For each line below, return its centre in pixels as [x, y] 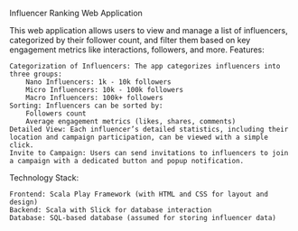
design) [24, 202]
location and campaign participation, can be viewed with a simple [139, 137]
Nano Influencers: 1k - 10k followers [98, 82]
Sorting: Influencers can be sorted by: [87, 106]
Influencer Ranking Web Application [76, 13]
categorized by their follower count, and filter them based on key [130, 40]
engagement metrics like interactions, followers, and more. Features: [137, 50]
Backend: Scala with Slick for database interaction [111, 210]
